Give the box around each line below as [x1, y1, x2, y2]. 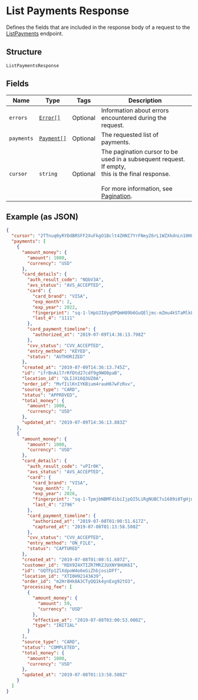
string [39, 170, 58, 177]
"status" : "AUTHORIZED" [27, 354, 85, 359]
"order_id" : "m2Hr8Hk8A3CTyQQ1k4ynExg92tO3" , [21, 578, 136, 585]
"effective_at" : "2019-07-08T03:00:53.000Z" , [32, 617, 146, 623]
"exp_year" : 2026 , [32, 491, 78, 497]
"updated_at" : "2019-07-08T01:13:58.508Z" [21, 672, 128, 678]
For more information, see [101, 184, 173, 192]
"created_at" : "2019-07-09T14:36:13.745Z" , [21, 365, 131, 371]
